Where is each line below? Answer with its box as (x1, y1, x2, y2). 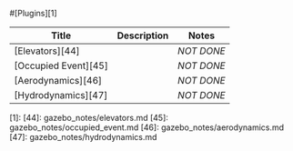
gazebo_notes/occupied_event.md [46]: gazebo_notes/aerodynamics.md (9, 122, 285, 133)
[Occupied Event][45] (14, 59, 109, 72)
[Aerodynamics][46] (14, 75, 103, 86)
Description (116, 29, 169, 42)
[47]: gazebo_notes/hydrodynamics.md (9, 132, 157, 142)
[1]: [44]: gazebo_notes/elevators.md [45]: (9, 113, 168, 123)
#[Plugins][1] (9, 8, 57, 18)
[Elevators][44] (14, 45, 80, 57)
